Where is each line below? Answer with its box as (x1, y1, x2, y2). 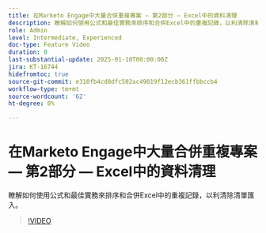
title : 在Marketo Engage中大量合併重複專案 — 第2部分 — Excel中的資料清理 (8, 11, 237, 20)
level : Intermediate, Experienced (8, 33, 123, 42)
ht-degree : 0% (8, 100, 55, 107)
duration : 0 (8, 48, 47, 56)
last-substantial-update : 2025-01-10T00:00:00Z (8, 56, 169, 64)
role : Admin (8, 26, 47, 34)
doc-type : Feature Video (8, 41, 90, 49)
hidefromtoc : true (8, 70, 69, 78)
